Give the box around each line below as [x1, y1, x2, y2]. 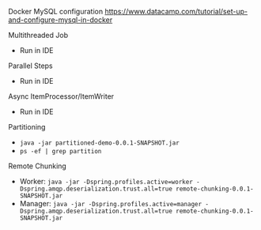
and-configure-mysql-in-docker [8, 15, 113, 25]
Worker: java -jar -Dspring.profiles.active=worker [19, 177, 194, 186]
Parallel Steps [8, 61, 53, 70]
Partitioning [8, 123, 46, 131]
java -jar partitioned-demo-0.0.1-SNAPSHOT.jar [19, 139, 180, 147]
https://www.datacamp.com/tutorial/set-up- [104, 7, 248, 16]
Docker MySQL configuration [8, 7, 104, 16]
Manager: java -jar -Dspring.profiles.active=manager [19, 199, 202, 208]
